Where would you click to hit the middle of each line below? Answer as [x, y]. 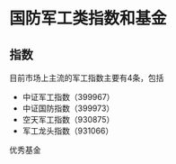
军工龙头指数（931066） [68, 131]
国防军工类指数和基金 [88, 18]
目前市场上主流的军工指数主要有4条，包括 [87, 78]
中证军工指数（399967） [68, 97]
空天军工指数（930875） [68, 119]
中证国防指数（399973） [68, 108]
